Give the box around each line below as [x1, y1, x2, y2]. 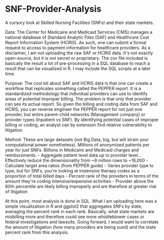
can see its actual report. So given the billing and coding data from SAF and [5, 101, 158, 107]
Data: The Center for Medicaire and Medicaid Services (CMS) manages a [5, 29, 153, 35]
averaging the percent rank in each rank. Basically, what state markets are [5, 208, 155, 214]
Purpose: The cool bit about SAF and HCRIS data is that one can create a [5, 80, 153, 86]
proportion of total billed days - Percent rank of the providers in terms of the [5, 173, 159, 179]
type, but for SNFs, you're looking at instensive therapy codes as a [5, 168, 140, 173]
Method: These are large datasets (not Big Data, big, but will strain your [5, 136, 149, 143]
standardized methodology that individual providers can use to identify [5, 91, 148, 96]
